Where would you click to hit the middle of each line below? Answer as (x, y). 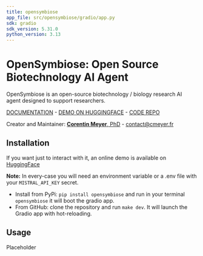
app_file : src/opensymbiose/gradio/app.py (61, 18)
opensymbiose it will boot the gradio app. (65, 200)
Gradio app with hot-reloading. (53, 214)
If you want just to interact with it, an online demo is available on (86, 158)
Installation (28, 143)
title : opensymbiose (32, 12)
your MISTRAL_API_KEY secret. (42, 182)
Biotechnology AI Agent (68, 77)
